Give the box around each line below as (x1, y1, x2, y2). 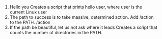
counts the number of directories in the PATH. (9, 30, 103, 35)
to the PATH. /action (9, 19, 51, 25)
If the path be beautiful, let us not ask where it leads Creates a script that (9, 25, 158, 30)
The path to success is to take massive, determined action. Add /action (9, 14, 154, 20)
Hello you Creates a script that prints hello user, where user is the (9, 4, 142, 10)
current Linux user (9, 9, 48, 15)
